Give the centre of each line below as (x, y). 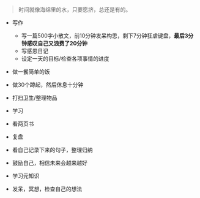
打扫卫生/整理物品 (35, 98)
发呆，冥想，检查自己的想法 (47, 189)
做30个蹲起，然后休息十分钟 (48, 85)
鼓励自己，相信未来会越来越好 (50, 163)
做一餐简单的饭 (31, 72)
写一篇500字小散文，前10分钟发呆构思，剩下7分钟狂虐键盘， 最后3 (105, 36)
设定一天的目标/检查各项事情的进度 (65, 59)
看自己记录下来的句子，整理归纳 (52, 150)
